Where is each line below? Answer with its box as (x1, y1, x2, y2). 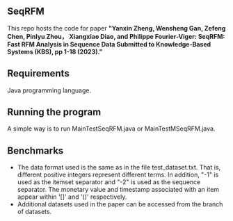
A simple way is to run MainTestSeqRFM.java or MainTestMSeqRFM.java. (7, 124, 216, 133)
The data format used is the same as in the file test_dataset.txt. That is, (17, 163, 221, 172)
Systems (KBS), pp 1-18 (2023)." (7, 47, 103, 56)
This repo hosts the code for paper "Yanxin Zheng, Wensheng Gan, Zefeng (7, 24, 226, 32)
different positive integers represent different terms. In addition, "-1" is (17, 170, 219, 179)
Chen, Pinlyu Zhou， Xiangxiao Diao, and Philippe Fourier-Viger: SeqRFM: (7, 32, 225, 40)
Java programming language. (7, 86, 92, 95)
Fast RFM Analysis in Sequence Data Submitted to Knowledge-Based (7, 40, 211, 48)
